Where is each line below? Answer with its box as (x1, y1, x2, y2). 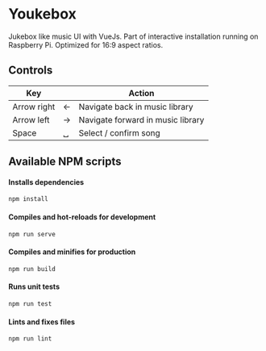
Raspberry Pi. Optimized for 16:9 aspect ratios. (8, 40, 164, 49)
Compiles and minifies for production (8, 247, 136, 257)
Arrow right (12, 101, 56, 112)
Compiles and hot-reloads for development (8, 211, 156, 222)
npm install (8, 195, 48, 203)
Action (128, 87, 155, 98)
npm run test (8, 299, 52, 307)
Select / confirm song (78, 127, 160, 138)
